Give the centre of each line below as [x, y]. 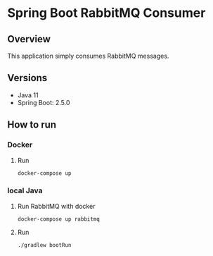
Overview [29, 39]
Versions [27, 78]
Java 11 [28, 95]
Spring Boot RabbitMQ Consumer [106, 13]
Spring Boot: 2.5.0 [44, 102]
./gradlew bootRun [44, 245]
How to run [32, 125]
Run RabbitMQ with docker [56, 206]
